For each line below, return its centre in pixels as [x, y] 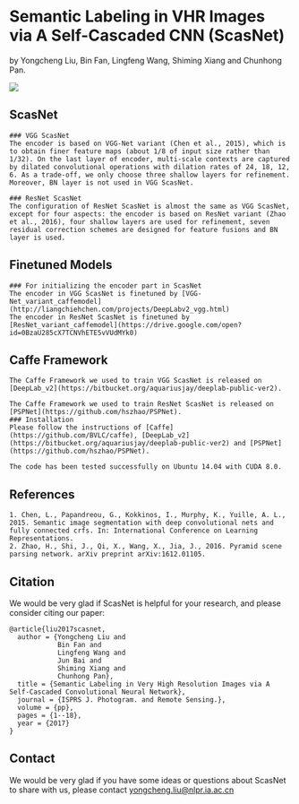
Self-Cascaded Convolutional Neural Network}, [98, 692]
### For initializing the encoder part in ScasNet [106, 285]
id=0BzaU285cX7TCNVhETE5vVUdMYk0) [74, 333]
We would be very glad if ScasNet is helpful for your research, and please [145, 603]
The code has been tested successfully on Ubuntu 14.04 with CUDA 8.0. [145, 467]
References [42, 494]
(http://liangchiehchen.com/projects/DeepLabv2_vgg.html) [120, 309]
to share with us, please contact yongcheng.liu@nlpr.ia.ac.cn [122, 790]
